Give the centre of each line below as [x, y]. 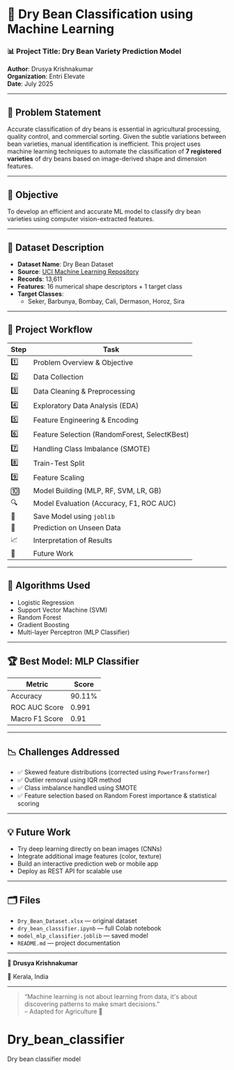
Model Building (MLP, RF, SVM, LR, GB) [97, 490]
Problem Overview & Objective [83, 363]
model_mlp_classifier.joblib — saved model [83, 935]
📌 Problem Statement [54, 112]
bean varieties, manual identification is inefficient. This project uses [104, 144]
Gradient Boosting [43, 624]
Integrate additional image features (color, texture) [89, 856]
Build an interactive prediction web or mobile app [88, 864]
